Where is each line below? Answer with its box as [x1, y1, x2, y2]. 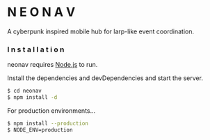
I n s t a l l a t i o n [7, 45, 65, 54]
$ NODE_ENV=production [7, 126, 73, 133]
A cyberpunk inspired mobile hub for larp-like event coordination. [7, 27, 195, 36]
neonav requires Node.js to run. [7, 61, 98, 69]
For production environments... [7, 106, 96, 115]
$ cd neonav [7, 88, 42, 95]
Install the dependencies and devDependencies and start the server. [7, 74, 204, 82]
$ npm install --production [7, 120, 89, 127]
